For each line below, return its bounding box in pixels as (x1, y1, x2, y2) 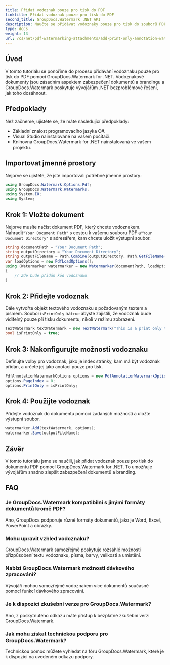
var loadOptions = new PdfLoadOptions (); (5, 259, 94, 264)
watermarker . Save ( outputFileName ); (5, 430, 80, 436)
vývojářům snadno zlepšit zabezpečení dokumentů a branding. (5, 469, 137, 475)
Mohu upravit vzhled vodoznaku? (5, 535, 90, 542)
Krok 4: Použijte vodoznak (5, 397, 90, 406)
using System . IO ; (5, 192, 42, 197)
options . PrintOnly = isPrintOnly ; (5, 383, 78, 388)
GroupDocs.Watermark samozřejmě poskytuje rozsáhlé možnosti (5, 546, 141, 553)
